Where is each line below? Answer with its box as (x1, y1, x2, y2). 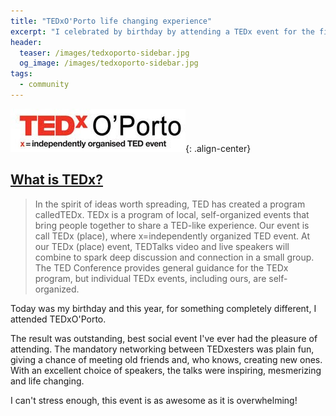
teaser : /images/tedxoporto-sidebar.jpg (19, 48, 190, 58)
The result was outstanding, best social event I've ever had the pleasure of (10, 332, 318, 344)
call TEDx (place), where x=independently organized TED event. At (34, 230, 311, 242)
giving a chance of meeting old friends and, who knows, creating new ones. (10, 353, 323, 365)
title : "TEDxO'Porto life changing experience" (10, 16, 213, 26)
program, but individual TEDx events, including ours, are (34, 272, 267, 284)
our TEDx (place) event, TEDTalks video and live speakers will (34, 240, 290, 252)
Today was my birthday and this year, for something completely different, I (10, 302, 317, 314)
